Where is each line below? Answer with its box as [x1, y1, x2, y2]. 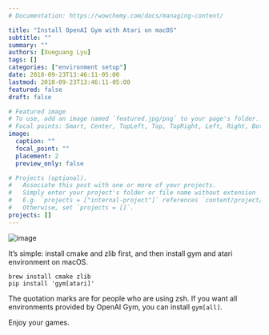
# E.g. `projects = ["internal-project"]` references [8, 197, 199, 205]
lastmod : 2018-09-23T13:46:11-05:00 [8, 78, 130, 86]
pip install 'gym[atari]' [8, 279, 94, 288]
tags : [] [8, 56, 38, 64]
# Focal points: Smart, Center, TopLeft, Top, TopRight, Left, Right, [8, 122, 249, 130]
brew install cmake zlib [8, 273, 91, 281]
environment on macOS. [8, 257, 88, 266]
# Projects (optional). [8, 173, 88, 182]
